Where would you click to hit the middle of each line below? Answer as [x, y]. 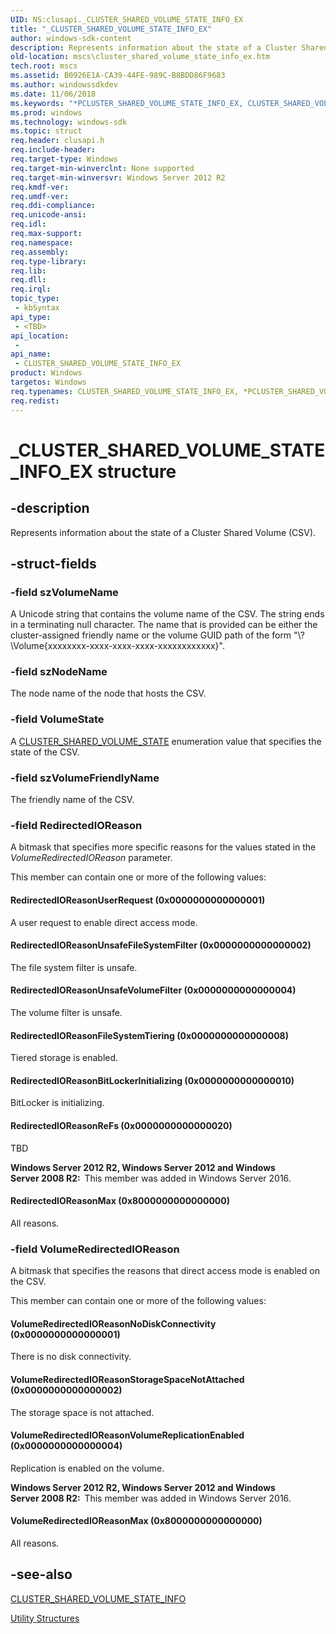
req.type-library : [48, 261]
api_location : [40, 336]
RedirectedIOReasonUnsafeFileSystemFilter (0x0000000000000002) [161, 945]
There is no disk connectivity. [71, 1357]
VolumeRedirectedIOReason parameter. [91, 858]
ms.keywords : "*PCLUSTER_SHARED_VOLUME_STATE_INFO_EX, [127, 103]
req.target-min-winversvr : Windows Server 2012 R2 [118, 177]
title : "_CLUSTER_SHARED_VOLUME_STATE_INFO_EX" [111, 29]
